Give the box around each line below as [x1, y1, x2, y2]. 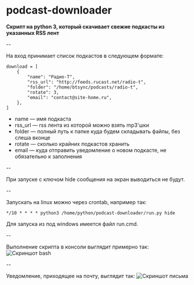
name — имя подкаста [14, 115, 72, 122]
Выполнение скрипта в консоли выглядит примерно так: [6, 243, 149, 250]
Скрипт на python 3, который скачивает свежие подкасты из [6, 23, 165, 30]
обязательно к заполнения [14, 153, 83, 160]
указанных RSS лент [6, 29, 60, 36]
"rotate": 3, [27, 89, 60, 95]
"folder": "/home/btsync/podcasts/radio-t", [27, 84, 139, 90]
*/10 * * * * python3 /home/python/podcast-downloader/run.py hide [6, 210, 176, 216]
